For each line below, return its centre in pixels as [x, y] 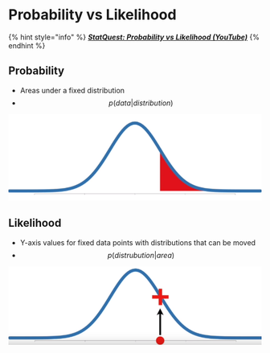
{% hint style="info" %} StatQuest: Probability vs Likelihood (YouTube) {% [134, 37]
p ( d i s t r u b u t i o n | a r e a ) [141, 255]
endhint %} [27, 45]
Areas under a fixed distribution [72, 90]
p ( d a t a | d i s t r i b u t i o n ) [141, 103]
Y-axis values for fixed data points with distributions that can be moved [137, 242]
